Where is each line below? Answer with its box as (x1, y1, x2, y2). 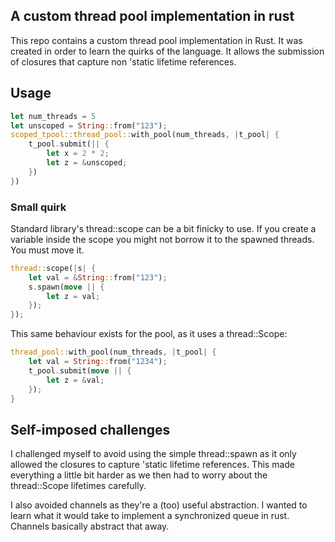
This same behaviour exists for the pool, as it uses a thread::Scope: (10, 328, 288, 340)
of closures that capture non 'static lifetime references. (10, 55, 237, 68)
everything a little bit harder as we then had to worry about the (10, 469, 268, 481)
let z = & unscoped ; (46, 158, 128, 168)
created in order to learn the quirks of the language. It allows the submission (10, 45, 325, 57)
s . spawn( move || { (28, 282, 105, 292)
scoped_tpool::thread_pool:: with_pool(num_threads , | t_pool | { (10, 130, 280, 140)
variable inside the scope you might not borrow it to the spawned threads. (10, 233, 315, 245)
